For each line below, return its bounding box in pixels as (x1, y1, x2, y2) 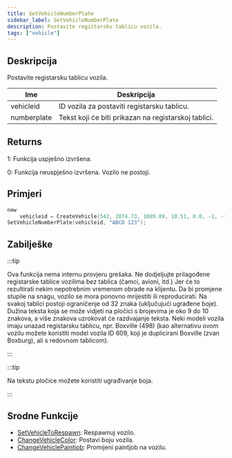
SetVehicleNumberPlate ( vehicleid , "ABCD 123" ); (7, 219, 147, 226)
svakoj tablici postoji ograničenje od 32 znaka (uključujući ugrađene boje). (7, 300, 219, 308)
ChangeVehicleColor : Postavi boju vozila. (17, 435, 135, 443)
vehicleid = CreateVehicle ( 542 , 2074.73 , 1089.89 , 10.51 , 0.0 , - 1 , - (19, 212, 224, 220)
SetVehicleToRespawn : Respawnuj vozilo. (17, 428, 136, 437)
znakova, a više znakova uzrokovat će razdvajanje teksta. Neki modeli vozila (7, 314, 224, 322)
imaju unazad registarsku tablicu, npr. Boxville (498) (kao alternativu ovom (7, 322, 219, 330)
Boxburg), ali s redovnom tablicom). (7, 336, 109, 345)
